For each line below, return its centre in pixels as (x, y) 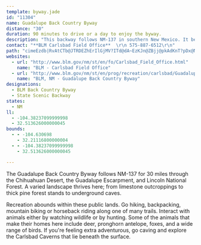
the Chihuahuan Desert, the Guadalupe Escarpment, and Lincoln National (96, 180)
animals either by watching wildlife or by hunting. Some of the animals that (98, 217)
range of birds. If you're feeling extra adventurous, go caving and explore (97, 230)
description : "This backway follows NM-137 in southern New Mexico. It (97, 40)
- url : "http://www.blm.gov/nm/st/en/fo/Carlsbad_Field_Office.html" (100, 62)
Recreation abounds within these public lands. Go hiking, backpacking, (94, 204)
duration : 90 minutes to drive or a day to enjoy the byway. (84, 34)
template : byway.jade (33, 12)
